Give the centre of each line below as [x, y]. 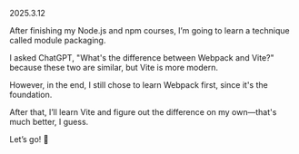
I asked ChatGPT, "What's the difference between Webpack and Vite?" [142, 58]
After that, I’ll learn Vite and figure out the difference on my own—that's [143, 112]
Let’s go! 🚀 [29, 139]
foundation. [31, 95]
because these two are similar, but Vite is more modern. [114, 67]
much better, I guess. [49, 122]
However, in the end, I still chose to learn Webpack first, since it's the [139, 85]
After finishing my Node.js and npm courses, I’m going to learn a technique [149, 30]
